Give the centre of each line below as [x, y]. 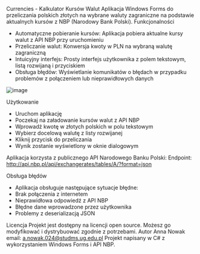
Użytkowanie [23, 102]
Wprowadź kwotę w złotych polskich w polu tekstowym [84, 126]
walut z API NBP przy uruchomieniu [59, 40]
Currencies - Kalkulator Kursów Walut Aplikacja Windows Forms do [90, 9]
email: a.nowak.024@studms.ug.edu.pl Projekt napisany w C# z [85, 238]
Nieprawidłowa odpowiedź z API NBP [62, 200]
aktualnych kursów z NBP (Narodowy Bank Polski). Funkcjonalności [90, 22]
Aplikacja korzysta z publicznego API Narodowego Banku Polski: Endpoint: [99, 158]
